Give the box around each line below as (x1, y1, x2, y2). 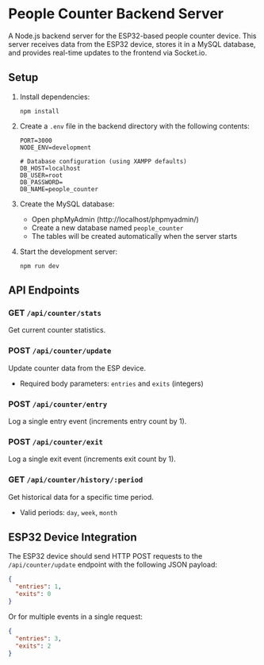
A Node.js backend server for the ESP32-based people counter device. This (8, 31, 257, 40)
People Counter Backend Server (8, 5, 224, 23)
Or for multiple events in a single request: (8, 612, 143, 621)
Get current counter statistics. (8, 325, 106, 335)
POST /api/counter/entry (8, 398, 108, 409)
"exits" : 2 (15, 642, 52, 650)
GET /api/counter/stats (8, 307, 101, 318)
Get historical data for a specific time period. (8, 492, 155, 502)
